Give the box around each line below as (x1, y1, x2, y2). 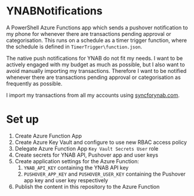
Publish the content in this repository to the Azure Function (14, 183, 160, 190)
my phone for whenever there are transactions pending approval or (6, 30, 171, 37)
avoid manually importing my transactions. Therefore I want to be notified (6, 67, 187, 74)
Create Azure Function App (14, 132, 82, 139)
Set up (6, 112, 39, 126)
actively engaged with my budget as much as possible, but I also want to (6, 61, 185, 68)
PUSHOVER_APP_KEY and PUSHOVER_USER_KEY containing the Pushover (23, 170, 186, 177)
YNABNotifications (6, 4, 103, 18)
